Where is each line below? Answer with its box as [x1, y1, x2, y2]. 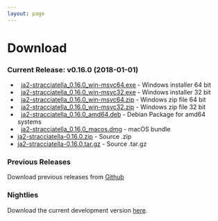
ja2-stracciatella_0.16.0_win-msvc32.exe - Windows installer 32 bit [20, 88, 211, 97]
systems [17, 117, 42, 126]
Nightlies [7, 190, 39, 200]
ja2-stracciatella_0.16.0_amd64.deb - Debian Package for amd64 [20, 110, 206, 119]
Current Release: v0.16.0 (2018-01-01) [7, 65, 139, 74]
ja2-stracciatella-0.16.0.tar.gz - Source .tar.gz [17, 140, 147, 148]
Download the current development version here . [7, 206, 148, 214]
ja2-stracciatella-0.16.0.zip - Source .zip [17, 133, 132, 141]
